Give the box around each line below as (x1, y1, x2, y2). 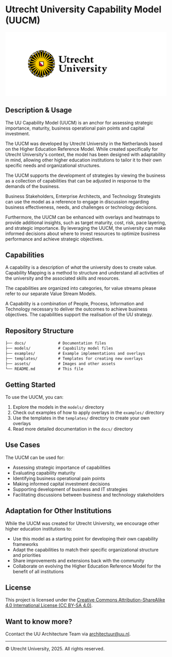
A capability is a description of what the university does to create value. (5, 264, 157, 270)
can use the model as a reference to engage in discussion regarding (5, 198, 149, 205)
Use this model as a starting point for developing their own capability (12, 536, 158, 542)
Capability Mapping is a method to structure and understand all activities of (5, 270, 164, 276)
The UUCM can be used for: (5, 454, 65, 461)
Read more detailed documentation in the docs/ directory (12, 426, 133, 432)
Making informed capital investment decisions (12, 481, 110, 487)
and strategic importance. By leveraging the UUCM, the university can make (5, 225, 166, 231)
